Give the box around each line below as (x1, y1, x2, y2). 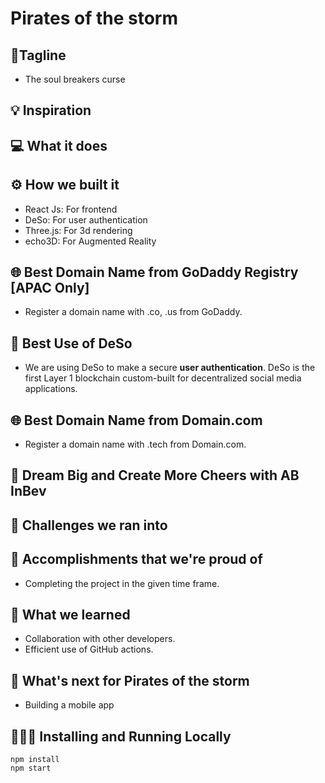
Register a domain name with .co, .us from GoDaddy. (24, 306, 243, 318)
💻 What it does (10, 137, 108, 154)
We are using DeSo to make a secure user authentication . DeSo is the (24, 362, 316, 374)
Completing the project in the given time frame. (24, 577, 220, 589)
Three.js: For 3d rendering (24, 224, 133, 236)
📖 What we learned (10, 607, 131, 624)
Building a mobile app (24, 699, 115, 711)
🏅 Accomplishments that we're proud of (10, 551, 263, 568)
